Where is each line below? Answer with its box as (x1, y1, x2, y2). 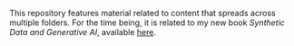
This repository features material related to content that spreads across (9, 8, 276, 18)
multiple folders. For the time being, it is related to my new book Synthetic (9, 17, 286, 28)
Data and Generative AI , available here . (9, 27, 157, 37)
